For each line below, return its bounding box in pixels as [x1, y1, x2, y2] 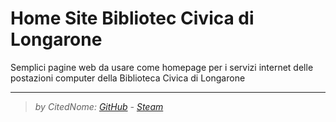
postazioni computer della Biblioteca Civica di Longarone [10, 72, 246, 84]
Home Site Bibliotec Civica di [10, 7, 255, 30]
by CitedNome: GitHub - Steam [34, 100, 164, 112]
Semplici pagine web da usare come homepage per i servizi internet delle [10, 61, 314, 73]
